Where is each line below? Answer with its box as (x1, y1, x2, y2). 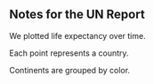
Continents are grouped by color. (9, 65, 131, 75)
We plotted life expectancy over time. (9, 30, 146, 41)
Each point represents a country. (9, 48, 129, 58)
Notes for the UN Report (9, 7, 145, 22)
